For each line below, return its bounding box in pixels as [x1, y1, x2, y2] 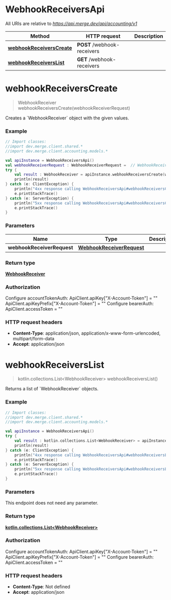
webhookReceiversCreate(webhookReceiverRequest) [17, 105, 131, 111]
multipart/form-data [12, 336, 54, 342]
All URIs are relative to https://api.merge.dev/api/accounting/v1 [5, 20, 137, 27]
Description [134, 32, 163, 39]
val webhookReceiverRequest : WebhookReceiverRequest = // [5, 162, 136, 168]
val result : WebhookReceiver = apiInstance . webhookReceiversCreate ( [14, 172, 165, 177]
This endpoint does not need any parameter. [5, 500, 98, 506]
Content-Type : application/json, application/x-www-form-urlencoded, [12, 330, 161, 336]
